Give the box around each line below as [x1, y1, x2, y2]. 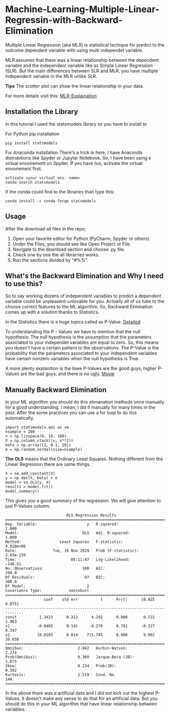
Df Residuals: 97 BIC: [5, 575, 105, 580]
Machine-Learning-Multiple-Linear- [5, 4, 159, 15]
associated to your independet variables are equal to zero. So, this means [5, 339, 159, 345]
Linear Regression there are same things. [5, 461, 91, 467]
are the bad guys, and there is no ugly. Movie [20, 371, 115, 377]
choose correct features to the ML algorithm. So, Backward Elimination [5, 304, 153, 310]
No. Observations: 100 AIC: [5, 566, 105, 571]
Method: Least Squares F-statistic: [5, 539, 123, 545]
